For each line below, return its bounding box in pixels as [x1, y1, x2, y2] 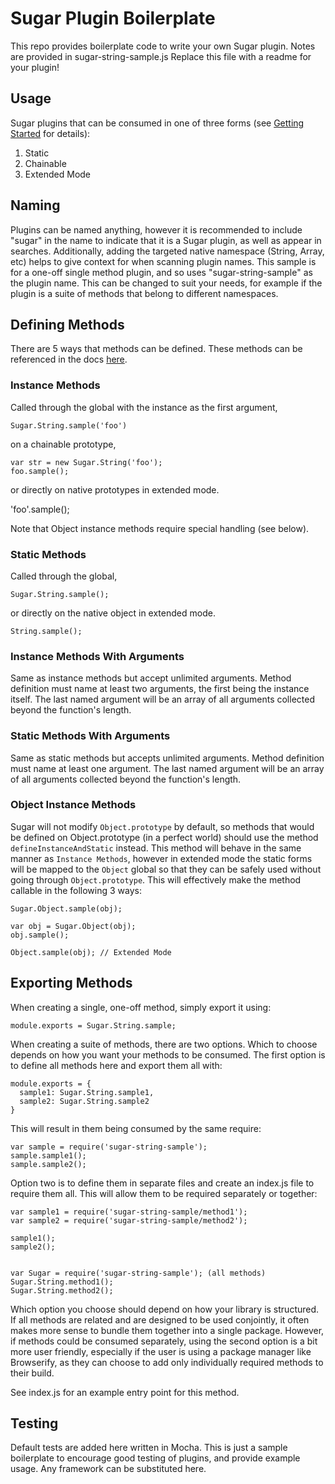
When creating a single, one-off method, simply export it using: [10, 1001, 272, 1013]
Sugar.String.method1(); [10, 1277, 114, 1287]
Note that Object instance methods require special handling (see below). [10, 522, 310, 534]
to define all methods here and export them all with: [10, 1059, 223, 1071]
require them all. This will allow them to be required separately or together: [10, 1187, 318, 1199]
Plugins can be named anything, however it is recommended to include [10, 223, 303, 236]
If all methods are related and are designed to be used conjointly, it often [10, 1313, 310, 1326]
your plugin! [10, 61, 60, 73]
